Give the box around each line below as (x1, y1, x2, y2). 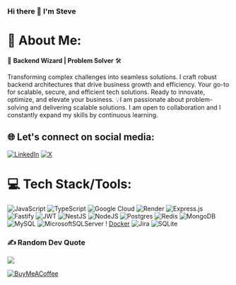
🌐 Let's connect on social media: (7, 131, 155, 144)
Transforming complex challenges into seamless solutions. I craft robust (7, 72, 217, 81)
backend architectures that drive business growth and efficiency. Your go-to (7, 80, 230, 88)
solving (7, 103, 29, 112)
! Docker (105, 219, 131, 228)
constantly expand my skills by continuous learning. (7, 110, 158, 119)
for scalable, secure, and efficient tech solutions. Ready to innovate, (7, 88, 206, 96)
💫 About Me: (7, 33, 82, 49)
